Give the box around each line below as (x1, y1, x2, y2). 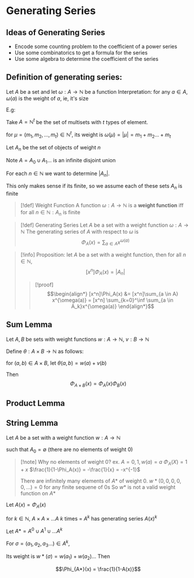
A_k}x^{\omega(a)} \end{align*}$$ (71, 303, 155, 310)
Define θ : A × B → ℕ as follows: (6, 347, 84, 355)
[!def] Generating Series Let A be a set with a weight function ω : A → (20, 221, 189, 228)
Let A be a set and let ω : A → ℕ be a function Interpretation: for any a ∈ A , (6, 88, 188, 95)
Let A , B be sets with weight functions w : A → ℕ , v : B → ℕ (6, 336, 150, 343)
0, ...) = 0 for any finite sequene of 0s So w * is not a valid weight (20, 484, 176, 491)
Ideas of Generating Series (6, 28, 105, 37)
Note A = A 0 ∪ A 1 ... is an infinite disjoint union (6, 156, 116, 165)
